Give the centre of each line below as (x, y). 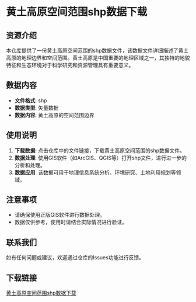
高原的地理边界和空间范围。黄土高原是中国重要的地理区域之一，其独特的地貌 (98, 58)
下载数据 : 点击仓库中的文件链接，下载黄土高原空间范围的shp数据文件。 (100, 150)
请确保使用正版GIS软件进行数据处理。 (60, 215)
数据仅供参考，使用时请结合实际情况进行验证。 (71, 222)
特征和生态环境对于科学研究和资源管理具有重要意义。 (70, 65)
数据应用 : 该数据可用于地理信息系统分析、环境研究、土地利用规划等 (95, 172)
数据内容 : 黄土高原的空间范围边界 (54, 115)
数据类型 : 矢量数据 (36, 107)
